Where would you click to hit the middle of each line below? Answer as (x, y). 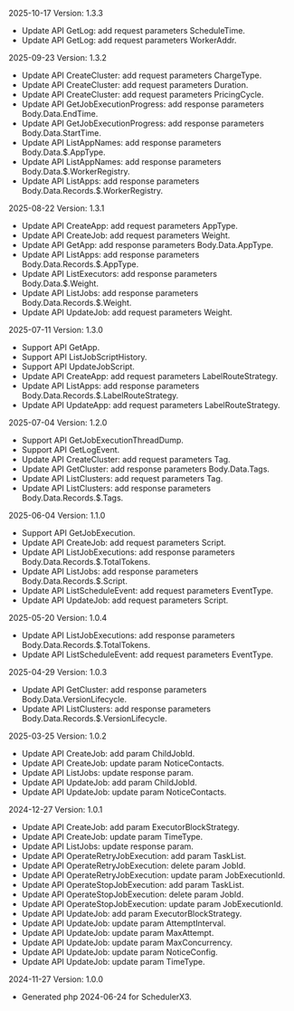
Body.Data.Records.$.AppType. (80, 264)
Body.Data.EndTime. (60, 114)
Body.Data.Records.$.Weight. (76, 303)
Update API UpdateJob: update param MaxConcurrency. (127, 942)
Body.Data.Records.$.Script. (75, 581)
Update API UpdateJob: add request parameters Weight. (127, 312)
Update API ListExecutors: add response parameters (119, 274)
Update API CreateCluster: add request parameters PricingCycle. (142, 95)
